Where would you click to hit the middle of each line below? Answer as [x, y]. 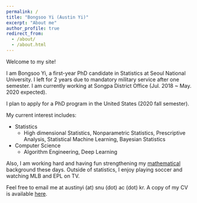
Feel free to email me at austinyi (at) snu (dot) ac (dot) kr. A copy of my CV [97, 187]
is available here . [27, 194]
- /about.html [29, 45]
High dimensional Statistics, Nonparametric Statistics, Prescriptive [104, 133]
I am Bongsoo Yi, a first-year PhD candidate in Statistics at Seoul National [96, 73]
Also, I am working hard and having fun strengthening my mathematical [93, 163]
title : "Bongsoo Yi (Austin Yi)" [47, 17]
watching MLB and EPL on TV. [43, 176]
